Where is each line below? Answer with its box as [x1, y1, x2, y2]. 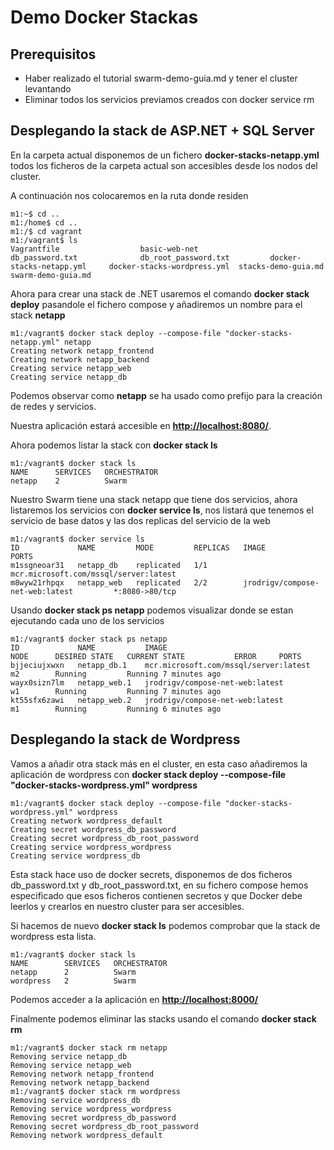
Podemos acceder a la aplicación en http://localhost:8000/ [10, 993, 259, 1005]
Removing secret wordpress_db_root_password [10, 1121, 199, 1131]
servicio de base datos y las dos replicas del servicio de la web [10, 514, 271, 526]
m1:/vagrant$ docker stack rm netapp [10, 1042, 168, 1053]
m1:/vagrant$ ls [10, 235, 78, 245]
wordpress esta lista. [10, 930, 97, 942]
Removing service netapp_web [10, 1060, 132, 1070]
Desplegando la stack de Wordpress [10, 731, 241, 748]
